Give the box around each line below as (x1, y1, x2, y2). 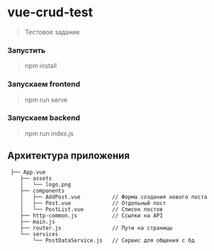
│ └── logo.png (20, 181, 72, 188)
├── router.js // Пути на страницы (20, 224, 173, 231)
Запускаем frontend (7, 79, 80, 89)
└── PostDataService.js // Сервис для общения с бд (33, 237, 195, 244)
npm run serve (24, 95, 68, 104)
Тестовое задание (24, 28, 80, 36)
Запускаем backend (7, 113, 80, 123)
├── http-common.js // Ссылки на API (20, 212, 163, 219)
